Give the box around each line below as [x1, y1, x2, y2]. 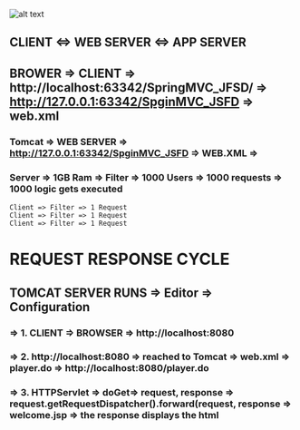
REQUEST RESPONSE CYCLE [9, 249, 230, 269]
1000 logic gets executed [9, 182, 123, 195]
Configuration [9, 299, 91, 315]
